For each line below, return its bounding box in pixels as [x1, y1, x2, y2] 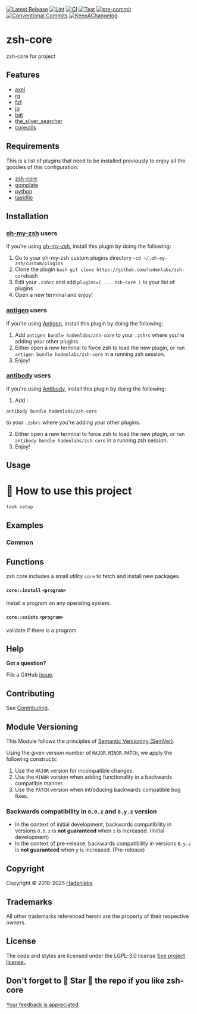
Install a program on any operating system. [6, 600, 111, 607]
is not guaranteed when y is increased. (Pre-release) [14, 846, 145, 853]
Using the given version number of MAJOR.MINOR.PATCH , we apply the [6, 749, 173, 757]
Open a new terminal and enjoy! [14, 291, 93, 299]
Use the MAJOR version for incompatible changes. [14, 767, 134, 775]
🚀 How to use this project [6, 484, 132, 498]
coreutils [14, 124, 37, 131]
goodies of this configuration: [6, 163, 79, 170]
